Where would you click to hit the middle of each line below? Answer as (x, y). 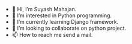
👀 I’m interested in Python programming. (62, 15)
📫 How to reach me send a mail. (52, 35)
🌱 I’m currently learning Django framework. (65, 22)
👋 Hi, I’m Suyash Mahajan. (44, 9)
